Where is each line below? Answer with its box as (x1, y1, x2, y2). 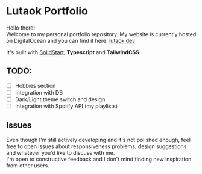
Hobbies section (14, 82, 56, 89)
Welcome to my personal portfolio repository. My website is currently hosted (6, 30, 197, 37)
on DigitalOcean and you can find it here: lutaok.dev (6, 37, 136, 44)
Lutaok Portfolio (6, 4, 89, 18)
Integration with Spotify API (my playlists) (14, 102, 118, 110)
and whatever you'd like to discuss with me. (6, 149, 115, 156)
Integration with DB (14, 89, 63, 96)
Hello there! (6, 24, 35, 31)
